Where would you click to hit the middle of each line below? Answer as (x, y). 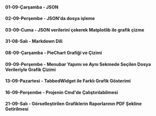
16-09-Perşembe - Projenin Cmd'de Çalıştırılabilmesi (62, 92)
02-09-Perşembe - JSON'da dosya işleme (50, 18)
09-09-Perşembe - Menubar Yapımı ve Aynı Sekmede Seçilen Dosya (78, 64)
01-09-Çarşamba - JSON (32, 7)
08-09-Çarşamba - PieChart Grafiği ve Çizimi (54, 52)
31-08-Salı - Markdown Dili (34, 41)
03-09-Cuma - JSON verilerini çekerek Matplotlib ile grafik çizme (75, 29)
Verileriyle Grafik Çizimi (31, 69)
